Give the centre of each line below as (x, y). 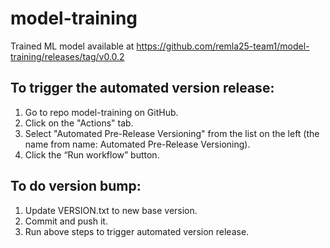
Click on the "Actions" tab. (79, 123)
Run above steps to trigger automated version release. (137, 231)
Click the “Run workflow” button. (92, 154)
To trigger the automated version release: (142, 88)
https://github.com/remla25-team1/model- (223, 46)
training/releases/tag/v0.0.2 (67, 56)
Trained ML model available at (72, 46)
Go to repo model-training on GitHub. (101, 112)
